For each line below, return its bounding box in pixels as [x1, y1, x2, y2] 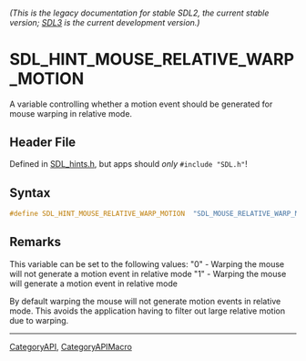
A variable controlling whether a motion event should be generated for [9, 98, 273, 109]
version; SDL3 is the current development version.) [9, 16, 200, 27]
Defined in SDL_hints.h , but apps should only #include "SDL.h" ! [9, 159, 248, 170]
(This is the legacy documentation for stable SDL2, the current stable [9, 7, 270, 18]
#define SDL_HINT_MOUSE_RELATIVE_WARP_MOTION [9, 210, 185, 219]
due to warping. [9, 315, 69, 325]
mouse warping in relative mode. [9, 108, 133, 119]
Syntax [9, 185, 51, 201]
